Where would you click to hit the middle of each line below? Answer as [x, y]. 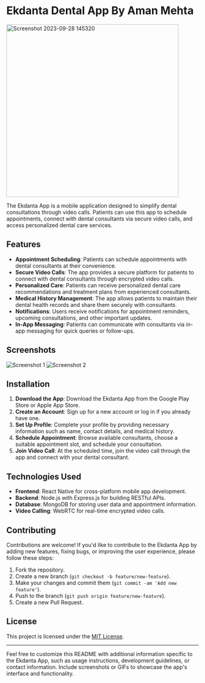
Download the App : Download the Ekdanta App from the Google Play [102, 399]
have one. [28, 418]
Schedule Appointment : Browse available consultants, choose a [96, 438]
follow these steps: [30, 558]
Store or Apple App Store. [48, 406]
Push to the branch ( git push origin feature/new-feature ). [90, 596]
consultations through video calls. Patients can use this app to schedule [97, 212]
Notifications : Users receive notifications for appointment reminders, [102, 311]
